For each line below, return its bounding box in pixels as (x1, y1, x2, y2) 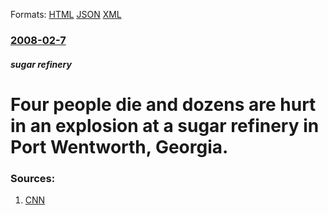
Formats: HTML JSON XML (10, 9, 122, 20)
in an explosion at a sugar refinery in (10, 114, 320, 137)
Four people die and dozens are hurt (10, 93, 317, 116)
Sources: (10, 171, 56, 185)
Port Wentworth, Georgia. (10, 135, 229, 158)
